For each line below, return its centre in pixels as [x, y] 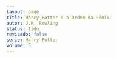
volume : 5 [19, 46]
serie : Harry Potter [32, 40]
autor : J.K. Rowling [32, 23]
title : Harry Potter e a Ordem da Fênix [58, 18]
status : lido [23, 29]
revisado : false [27, 34]
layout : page [23, 12]
